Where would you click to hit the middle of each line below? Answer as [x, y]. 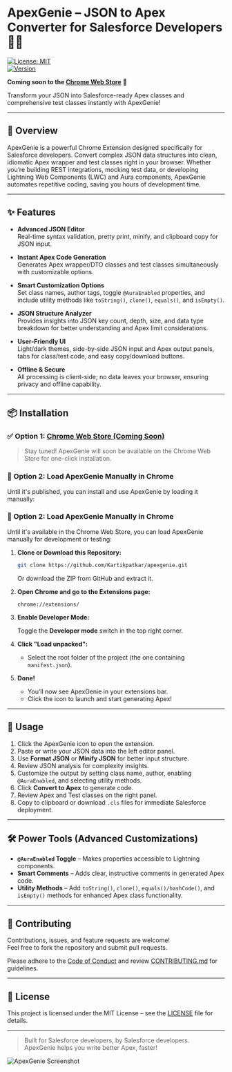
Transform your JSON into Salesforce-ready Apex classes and [96, 95]
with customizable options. [56, 271]
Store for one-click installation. [68, 459]
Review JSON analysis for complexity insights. [83, 765]
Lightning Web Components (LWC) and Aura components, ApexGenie [106, 177]
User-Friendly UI [41, 341]
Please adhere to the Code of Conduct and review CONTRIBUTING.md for [112, 961]
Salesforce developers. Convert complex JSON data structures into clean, [112, 155]
